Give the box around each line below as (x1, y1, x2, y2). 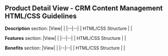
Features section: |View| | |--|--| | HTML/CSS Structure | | (5, 35, 126, 41)
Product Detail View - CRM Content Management (5, 4, 163, 13)
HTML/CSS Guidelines (5, 12, 77, 21)
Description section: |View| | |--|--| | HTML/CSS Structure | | (5, 25, 132, 31)
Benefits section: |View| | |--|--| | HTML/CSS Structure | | (5, 45, 125, 51)
